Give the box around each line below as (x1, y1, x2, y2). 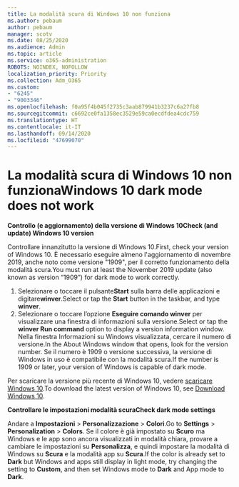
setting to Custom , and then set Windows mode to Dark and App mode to (7, 465, 225, 473)
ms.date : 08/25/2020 (7, 37, 69, 44)
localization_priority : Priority (7, 70, 107, 77)
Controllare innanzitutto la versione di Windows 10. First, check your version (7, 243, 229, 251)
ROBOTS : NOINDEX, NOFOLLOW (7, 64, 88, 71)
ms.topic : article (7, 51, 62, 58)
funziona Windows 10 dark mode (7, 183, 203, 199)
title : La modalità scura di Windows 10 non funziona (7, 10, 171, 18)
